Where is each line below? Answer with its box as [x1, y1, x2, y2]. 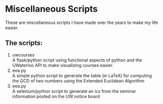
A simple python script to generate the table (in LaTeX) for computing [12, 72, 152, 79]
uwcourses [12, 52, 35, 58]
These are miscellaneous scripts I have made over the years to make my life [5, 20, 158, 25]
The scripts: [5, 39, 43, 47]
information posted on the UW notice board [12, 93, 100, 99]
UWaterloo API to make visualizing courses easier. [12, 62, 114, 68]
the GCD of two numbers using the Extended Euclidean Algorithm [12, 78, 145, 83]
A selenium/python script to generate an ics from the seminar [12, 88, 136, 94]
